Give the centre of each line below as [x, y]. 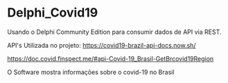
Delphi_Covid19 [53, 13]
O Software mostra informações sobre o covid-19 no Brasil [91, 72]
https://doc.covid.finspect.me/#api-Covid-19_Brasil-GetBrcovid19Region [111, 58]
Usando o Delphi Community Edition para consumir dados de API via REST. [114, 32]
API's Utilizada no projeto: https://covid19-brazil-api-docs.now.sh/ [102, 45]
